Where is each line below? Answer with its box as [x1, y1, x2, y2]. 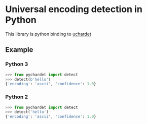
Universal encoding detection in [5, 4, 143, 15]
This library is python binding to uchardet [5, 31, 91, 37]
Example [5, 45, 33, 54]
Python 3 [5, 60, 28, 68]
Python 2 [5, 93, 28, 100]
